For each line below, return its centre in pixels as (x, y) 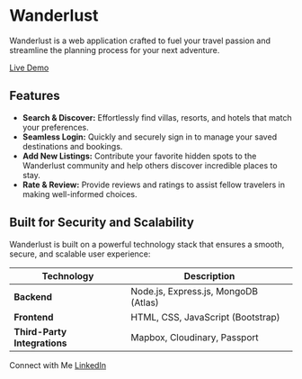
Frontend (34, 317)
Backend (33, 296)
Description (209, 275)
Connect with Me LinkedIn (58, 365)
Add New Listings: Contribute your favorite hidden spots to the (139, 156)
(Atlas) (145, 302)
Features (35, 96)
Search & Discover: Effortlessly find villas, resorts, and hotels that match (157, 117)
